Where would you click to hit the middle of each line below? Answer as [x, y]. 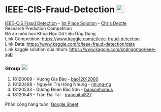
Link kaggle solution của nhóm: [37, 49]
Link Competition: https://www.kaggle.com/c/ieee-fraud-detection [73, 39]
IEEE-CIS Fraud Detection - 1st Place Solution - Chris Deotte [66, 23]
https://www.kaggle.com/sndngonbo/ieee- [113, 49]
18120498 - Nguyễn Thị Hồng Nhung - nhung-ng [62, 84]
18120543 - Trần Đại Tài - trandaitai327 [52, 95]
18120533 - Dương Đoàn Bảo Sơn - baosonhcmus [63, 89]
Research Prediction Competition [39, 28]
